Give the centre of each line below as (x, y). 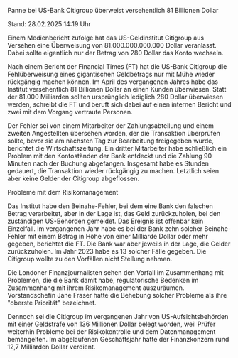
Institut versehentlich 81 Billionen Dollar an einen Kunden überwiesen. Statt (117, 89)
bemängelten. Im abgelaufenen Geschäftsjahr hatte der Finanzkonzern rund (118, 339)
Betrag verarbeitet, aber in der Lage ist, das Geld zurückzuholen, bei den (114, 213)
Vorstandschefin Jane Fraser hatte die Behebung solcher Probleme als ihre (117, 295)
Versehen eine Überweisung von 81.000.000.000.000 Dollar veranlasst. (112, 45)
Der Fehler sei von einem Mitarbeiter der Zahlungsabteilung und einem (111, 126)
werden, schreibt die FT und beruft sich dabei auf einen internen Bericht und (119, 104)
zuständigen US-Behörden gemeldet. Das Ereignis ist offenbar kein (106, 221)
